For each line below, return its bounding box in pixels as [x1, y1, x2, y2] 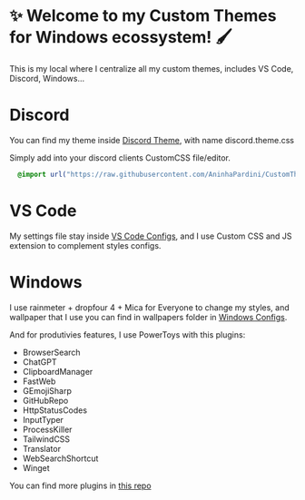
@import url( [17, 170, 67, 179]
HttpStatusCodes [22, 405, 88, 416]
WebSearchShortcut [22, 453, 99, 464]
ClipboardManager [22, 366, 93, 377]
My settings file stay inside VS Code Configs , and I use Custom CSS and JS [9, 230, 292, 241]
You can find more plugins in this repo [9, 480, 152, 491]
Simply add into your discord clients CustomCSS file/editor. [9, 152, 231, 163]
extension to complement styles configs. [9, 240, 162, 250]
